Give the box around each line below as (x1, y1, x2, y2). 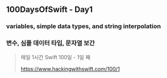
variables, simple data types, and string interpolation (6, 22, 161, 30)
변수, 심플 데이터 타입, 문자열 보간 (6, 39, 95, 48)
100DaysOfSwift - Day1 (6, 5, 93, 15)
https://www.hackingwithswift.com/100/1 (20, 65, 120, 72)
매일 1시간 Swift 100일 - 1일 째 (20, 53, 90, 60)
